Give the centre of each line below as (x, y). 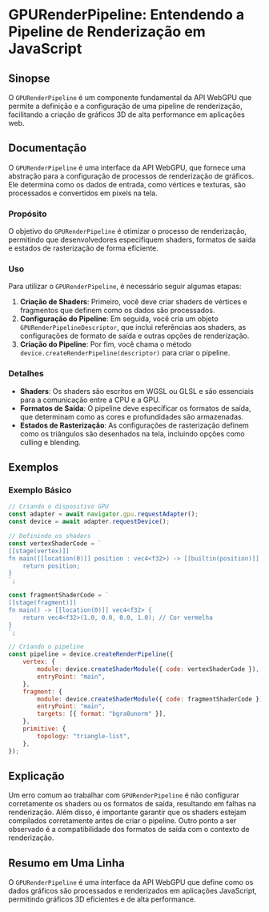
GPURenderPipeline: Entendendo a (126, 15)
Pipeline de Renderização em (107, 32)
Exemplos (33, 467)
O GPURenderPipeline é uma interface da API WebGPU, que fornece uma (127, 167)
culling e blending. (50, 442)
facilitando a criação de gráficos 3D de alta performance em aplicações (127, 115)
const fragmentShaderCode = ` (59, 595)
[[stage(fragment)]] (43, 603)
